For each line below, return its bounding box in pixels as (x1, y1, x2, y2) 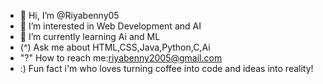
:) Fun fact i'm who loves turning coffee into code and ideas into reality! (19, 63, 314, 74)
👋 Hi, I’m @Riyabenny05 (19, 10, 120, 21)
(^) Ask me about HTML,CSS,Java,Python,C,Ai (19, 41, 211, 53)
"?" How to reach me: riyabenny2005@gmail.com (19, 52, 223, 64)
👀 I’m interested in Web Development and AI (19, 20, 202, 32)
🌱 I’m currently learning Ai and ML (19, 31, 161, 42)
